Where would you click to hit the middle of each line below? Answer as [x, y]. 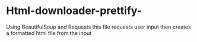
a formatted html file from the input [49, 33]
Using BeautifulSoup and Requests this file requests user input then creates [99, 27]
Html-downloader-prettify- [74, 11]
